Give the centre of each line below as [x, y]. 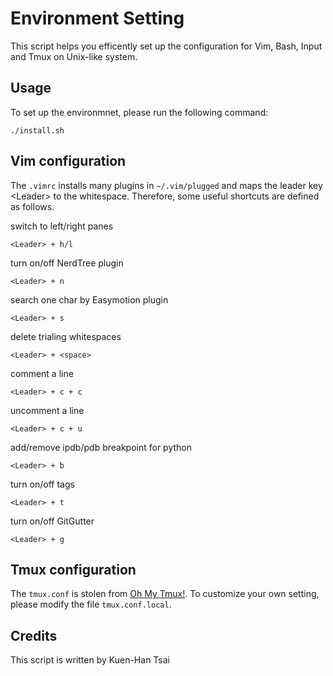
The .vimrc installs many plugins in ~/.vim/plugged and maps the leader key [166, 185]
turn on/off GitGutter [52, 521]
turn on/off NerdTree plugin [67, 263]
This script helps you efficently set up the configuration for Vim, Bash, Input [166, 46]
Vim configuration [68, 161]
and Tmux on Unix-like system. [74, 56]
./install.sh [37, 130]
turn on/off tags [42, 484]
